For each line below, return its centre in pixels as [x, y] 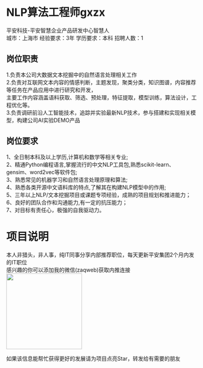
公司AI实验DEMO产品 [53, 120]
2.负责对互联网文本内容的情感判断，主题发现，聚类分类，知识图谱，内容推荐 [101, 82]
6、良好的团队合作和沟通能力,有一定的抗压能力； [67, 202]
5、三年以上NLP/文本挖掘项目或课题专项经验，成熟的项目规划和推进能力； [99, 195]
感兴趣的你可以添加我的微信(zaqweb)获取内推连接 [69, 270]
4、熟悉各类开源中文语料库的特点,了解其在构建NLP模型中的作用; [86, 187]
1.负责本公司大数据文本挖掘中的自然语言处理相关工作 [72, 75]
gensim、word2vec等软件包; [42, 172]
